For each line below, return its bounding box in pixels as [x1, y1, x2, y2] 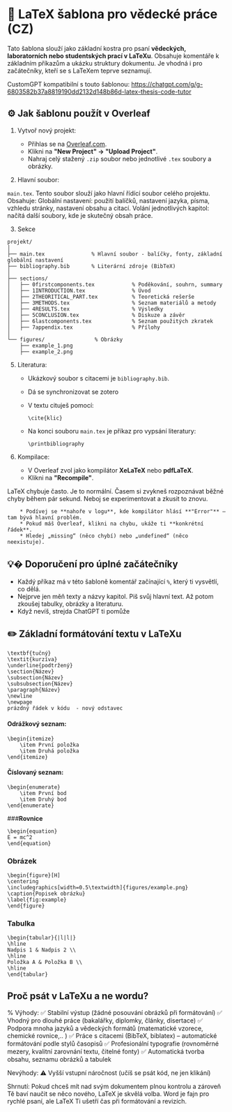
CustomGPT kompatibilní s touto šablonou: [7, 80, 130, 88]
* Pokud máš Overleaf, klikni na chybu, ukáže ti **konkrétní [20, 520, 204, 527]
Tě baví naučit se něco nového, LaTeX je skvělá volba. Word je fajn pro [7, 1090, 210, 1098]
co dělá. [17, 584, 41, 593]
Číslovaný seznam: [7, 768, 64, 777]
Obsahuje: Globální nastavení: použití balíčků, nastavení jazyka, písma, [7, 196, 210, 205]
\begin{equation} [7, 827, 58, 835]
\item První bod [20, 789, 68, 796]
